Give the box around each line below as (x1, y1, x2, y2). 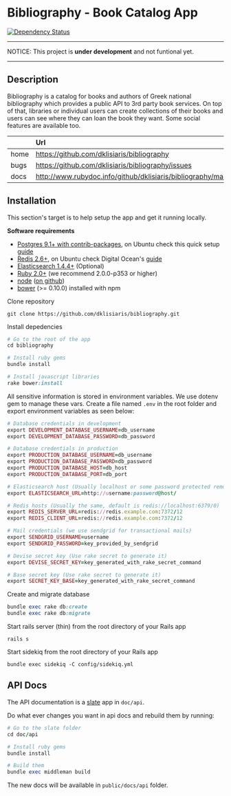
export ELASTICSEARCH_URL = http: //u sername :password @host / (7, 490, 177, 497)
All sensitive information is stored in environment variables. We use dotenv (7, 392, 219, 400)
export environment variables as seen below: (7, 407, 135, 415)
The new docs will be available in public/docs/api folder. (7, 781, 168, 789)
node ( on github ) (16, 277, 65, 285)
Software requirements (7, 226, 75, 235)
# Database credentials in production (7, 445, 118, 452)
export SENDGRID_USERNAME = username (7, 534, 109, 541)
